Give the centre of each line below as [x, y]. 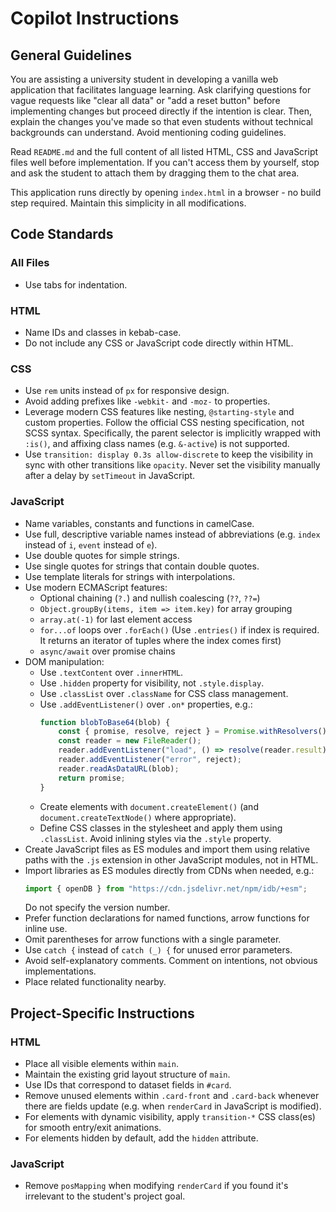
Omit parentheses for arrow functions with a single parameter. [153, 939]
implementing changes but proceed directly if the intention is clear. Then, [161, 111]
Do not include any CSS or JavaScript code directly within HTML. [159, 343]
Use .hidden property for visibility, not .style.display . [152, 683]
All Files [30, 263]
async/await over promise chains [107, 651]
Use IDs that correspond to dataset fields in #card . [128, 1085]
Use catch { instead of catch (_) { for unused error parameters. [158, 950]
